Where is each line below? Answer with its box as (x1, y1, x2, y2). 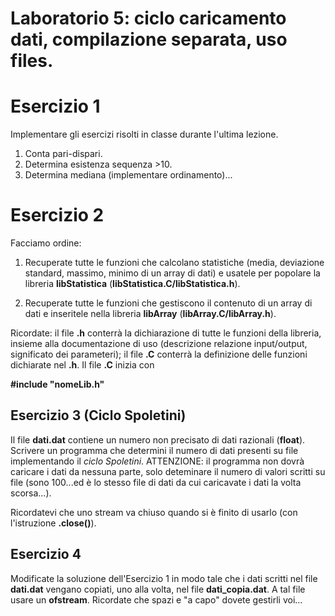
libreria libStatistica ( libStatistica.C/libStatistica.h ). (24, 278, 241, 290)
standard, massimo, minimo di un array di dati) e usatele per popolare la (24, 267, 321, 279)
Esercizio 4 (10, 546, 82, 563)
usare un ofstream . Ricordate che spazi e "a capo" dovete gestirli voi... (10, 593, 303, 606)
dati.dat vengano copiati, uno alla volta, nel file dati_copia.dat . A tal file (10, 583, 306, 595)
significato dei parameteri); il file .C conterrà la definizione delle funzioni (10, 348, 308, 361)
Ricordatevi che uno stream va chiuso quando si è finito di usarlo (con (10, 506, 298, 518)
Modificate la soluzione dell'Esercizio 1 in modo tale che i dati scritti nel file (10, 572, 318, 584)
